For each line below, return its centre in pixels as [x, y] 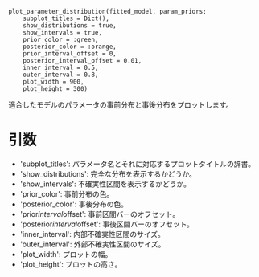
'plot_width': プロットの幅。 [66, 254]
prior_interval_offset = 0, [70, 54]
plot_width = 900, [53, 82]
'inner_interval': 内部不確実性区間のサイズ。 [92, 234]
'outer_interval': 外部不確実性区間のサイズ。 [92, 244]
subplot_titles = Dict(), [66, 18]
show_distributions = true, [70, 26]
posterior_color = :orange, [70, 47]
